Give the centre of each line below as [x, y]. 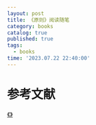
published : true [30, 39]
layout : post [26, 13]
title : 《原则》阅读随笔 [38, 20]
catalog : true [27, 33]
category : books [30, 26]
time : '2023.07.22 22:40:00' [49, 58]
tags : [15, 45]
